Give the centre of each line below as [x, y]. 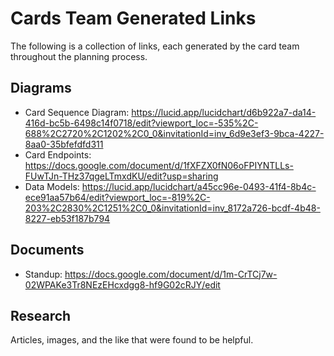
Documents [47, 250]
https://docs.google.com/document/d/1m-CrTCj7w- [171, 274]
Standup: [43, 274]
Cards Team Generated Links [133, 18]
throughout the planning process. [79, 56]
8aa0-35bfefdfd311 [64, 144]
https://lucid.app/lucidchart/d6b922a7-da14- [224, 112]
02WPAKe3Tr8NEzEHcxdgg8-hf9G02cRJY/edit [122, 284]
